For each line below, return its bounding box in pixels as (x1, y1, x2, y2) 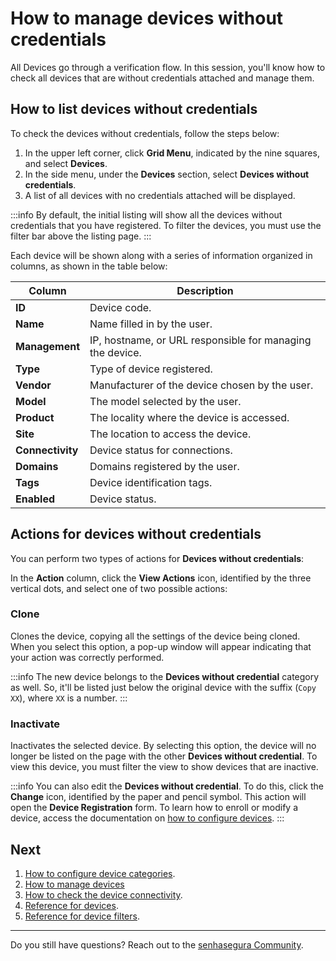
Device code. (89, 300, 152, 314)
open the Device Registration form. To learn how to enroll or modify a (10, 802, 299, 814)
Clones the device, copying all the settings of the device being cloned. (10, 630, 301, 642)
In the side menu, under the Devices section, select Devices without (24, 168, 310, 180)
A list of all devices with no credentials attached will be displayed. (24, 189, 296, 201)
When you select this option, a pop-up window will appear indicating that (10, 640, 312, 652)
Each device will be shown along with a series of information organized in (10, 249, 313, 261)
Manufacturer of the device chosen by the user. (89, 378, 314, 392)
